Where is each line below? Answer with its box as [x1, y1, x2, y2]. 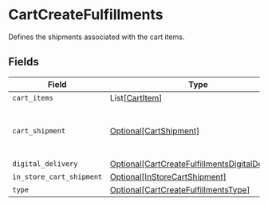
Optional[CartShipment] [110, 125, 200, 137]
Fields [8, 55, 40, 69]
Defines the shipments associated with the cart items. [8, 32, 185, 42]
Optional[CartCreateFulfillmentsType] [110, 184, 250, 195]
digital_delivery [12, 159, 78, 168]
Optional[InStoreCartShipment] [110, 171, 227, 182]
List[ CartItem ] [110, 92, 163, 103]
